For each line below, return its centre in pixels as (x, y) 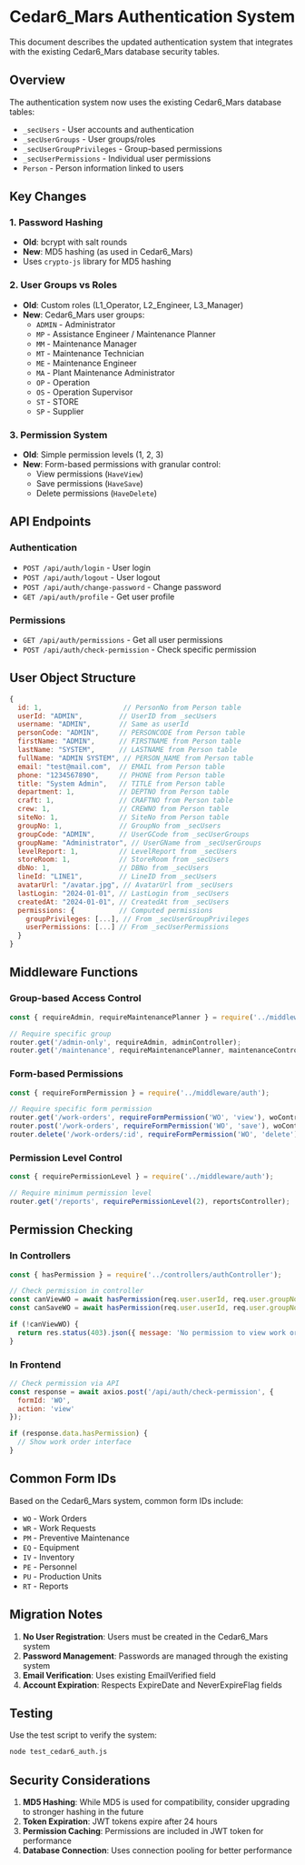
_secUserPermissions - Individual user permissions (117, 158)
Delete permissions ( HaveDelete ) (96, 494)
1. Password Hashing (56, 223)
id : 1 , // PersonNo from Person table (130, 707)
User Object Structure (73, 678)
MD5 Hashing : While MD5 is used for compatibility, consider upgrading (156, 1802)
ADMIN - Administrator (76, 324)
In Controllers (40, 1256)
